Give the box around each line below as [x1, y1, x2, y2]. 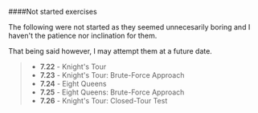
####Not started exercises [8, 7, 98, 16]
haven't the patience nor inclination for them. [8, 31, 158, 40]
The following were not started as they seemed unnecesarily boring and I [8, 22, 251, 31]
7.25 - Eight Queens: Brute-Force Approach [39, 87, 185, 97]
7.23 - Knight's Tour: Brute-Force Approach [39, 71, 185, 79]
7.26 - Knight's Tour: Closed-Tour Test [39, 96, 168, 105]
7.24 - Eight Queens [39, 79, 107, 88]
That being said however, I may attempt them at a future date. [8, 46, 213, 55]
